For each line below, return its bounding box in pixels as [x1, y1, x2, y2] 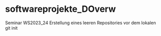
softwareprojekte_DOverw [5, 3, 116, 15]
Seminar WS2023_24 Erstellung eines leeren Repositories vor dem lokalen [5, 20, 157, 26]
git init [5, 25, 18, 31]
